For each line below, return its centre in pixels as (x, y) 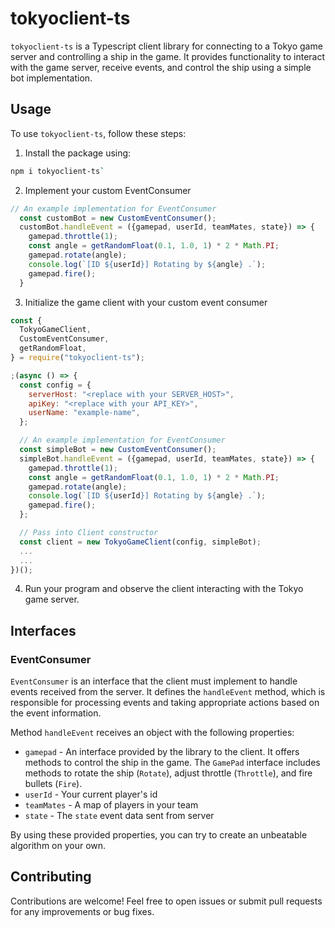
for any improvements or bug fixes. (82, 911)
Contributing (51, 877)
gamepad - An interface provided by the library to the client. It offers (162, 752)
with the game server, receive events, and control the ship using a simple (161, 67)
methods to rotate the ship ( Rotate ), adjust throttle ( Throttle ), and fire (168, 773)
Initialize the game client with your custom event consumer (146, 302)
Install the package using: (78, 153)
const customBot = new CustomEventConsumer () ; (118, 218)
